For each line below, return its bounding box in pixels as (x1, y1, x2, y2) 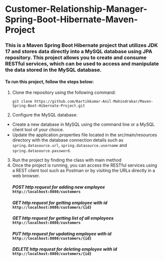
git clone (12, 99, 33, 104)
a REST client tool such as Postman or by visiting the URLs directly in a (12, 168, 156, 174)
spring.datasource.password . (12, 147, 71, 153)
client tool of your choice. (12, 127, 64, 133)
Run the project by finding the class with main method (12, 157, 122, 163)
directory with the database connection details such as (12, 137, 124, 143)
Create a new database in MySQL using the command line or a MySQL (12, 121, 155, 127)
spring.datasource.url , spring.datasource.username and (12, 143, 127, 148)
